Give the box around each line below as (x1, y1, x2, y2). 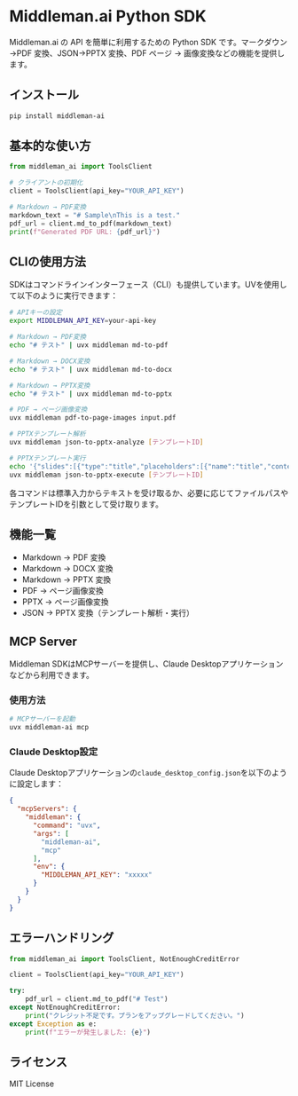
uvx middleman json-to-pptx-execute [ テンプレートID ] (9, 470, 204, 479)
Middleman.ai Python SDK (9, 6, 207, 27)
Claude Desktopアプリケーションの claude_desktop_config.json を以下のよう (9, 768, 288, 778)
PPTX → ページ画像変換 (21, 596, 109, 607)
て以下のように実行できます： (9, 290, 118, 301)
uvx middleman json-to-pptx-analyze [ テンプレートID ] (9, 438, 204, 446)
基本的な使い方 (9, 138, 91, 154)
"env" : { (32, 863, 66, 871)
